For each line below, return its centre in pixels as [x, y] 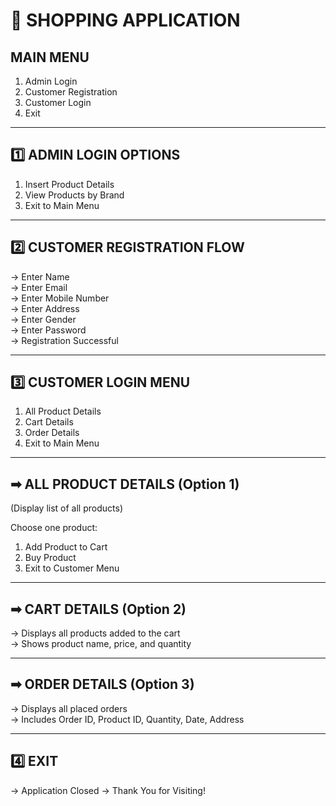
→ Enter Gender [43, 319]
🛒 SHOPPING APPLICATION [125, 20]
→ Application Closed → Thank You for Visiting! [108, 790]
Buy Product [50, 558]
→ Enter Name [40, 276]
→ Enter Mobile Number [60, 298]
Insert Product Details [69, 184]
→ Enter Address [45, 308]
